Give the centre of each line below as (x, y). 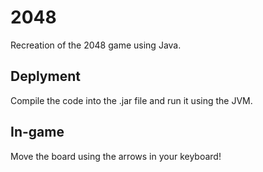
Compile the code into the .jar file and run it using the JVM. (131, 100)
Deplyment (45, 76)
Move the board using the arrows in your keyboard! (116, 156)
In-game (37, 132)
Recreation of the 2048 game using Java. (96, 45)
